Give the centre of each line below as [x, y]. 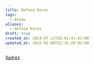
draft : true [18, 34]
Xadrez [13, 57]
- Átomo [18, 19]
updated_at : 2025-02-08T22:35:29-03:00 [47, 43]
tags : [11, 15]
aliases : [14, 24]
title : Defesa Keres [27, 10]
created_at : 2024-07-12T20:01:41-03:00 [47, 39]
